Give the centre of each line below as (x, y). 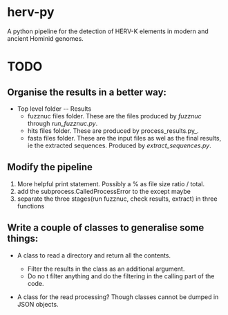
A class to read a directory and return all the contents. (94, 255)
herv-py (31, 12)
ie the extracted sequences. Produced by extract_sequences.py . (120, 145)
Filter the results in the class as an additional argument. (106, 269)
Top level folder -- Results (54, 109)
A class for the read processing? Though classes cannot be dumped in (118, 297)
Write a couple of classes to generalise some (106, 228)
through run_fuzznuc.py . (63, 123)
